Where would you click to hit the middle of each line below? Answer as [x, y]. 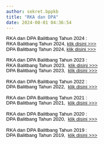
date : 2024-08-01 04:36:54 [39, 22]
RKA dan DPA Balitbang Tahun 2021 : [47, 98]
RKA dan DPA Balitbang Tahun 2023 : [47, 60]
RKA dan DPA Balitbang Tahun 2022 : [47, 81]
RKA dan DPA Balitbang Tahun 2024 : [47, 38]
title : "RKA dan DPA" [32, 17]
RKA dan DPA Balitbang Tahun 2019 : [47, 130]
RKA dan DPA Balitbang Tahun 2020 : [47, 114]
